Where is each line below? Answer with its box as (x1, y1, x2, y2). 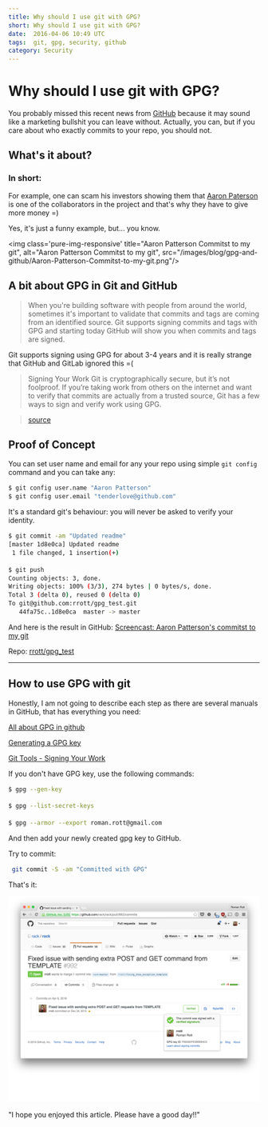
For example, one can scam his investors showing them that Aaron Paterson (8, 190, 258, 200)
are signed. (27, 334, 65, 344)
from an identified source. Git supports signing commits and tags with (27, 317, 258, 327)
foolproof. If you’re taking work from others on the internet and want (27, 382, 253, 392)
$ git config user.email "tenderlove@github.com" (8, 493, 177, 501)
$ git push (8, 565, 45, 573)
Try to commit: (8, 849, 57, 859)
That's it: (8, 880, 37, 889)
